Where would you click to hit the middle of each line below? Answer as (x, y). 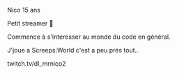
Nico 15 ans (24, 10)
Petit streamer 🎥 (30, 23)
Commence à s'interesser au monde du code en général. (89, 37)
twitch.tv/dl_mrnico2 (37, 64)
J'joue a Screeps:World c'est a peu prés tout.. (73, 50)
